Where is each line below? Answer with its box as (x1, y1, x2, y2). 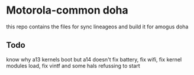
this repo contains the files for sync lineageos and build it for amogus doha (6, 23, 189, 30)
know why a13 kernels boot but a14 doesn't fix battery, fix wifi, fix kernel (6, 56, 182, 63)
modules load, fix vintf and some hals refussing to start (6, 62, 140, 69)
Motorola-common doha (6, 4, 128, 17)
